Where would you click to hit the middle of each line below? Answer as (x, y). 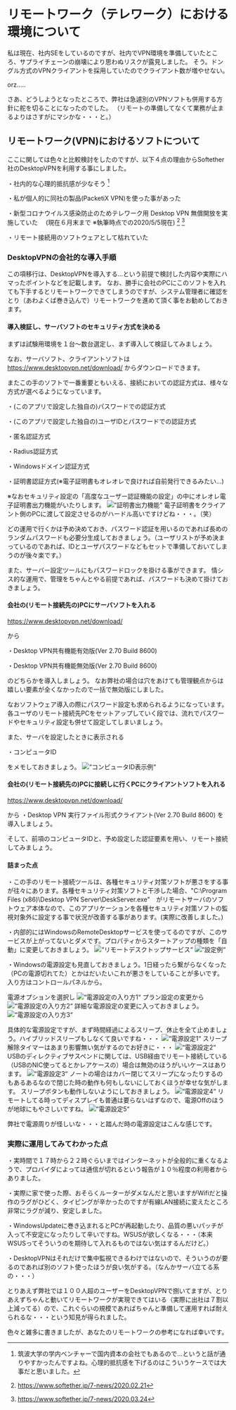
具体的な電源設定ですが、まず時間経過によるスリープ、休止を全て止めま (112, 1030)
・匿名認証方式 (29, 436)
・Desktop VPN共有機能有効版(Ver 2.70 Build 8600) (82, 650)
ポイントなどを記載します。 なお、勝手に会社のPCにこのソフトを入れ (126, 283)
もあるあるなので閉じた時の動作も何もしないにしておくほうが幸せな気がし (115, 1083)
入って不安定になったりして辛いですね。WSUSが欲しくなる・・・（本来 (110, 1235)
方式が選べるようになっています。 (56, 391)
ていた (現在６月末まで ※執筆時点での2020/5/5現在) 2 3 (102, 222)
